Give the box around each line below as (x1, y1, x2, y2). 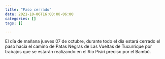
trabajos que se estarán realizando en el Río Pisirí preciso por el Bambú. (5, 49, 151, 55)
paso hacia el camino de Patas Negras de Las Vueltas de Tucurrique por (5, 43, 152, 49)
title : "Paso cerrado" (5, 7, 52, 12)
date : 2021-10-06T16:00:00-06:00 (5, 12, 74, 17)
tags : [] (5, 20, 23, 26)
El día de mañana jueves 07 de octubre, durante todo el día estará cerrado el (5, 39, 161, 44)
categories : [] (5, 16, 36, 21)
